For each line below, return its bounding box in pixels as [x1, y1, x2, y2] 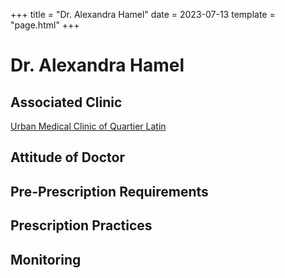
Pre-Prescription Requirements [10, 183, 209, 200]
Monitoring [10, 251, 82, 268]
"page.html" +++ [10, 19, 80, 31]
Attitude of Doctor [10, 149, 125, 166]
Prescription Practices [10, 217, 153, 234]
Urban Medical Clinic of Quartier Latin [10, 120, 167, 132]
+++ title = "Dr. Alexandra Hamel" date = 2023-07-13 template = [10, 9, 276, 20]
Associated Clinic [10, 94, 123, 111]
